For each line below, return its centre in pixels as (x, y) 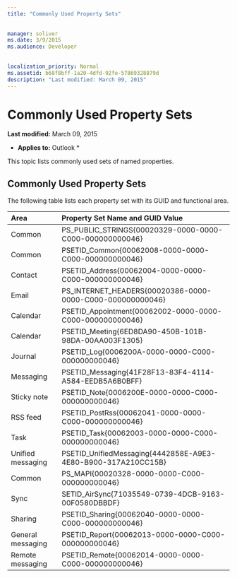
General (24, 535)
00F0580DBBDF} (91, 503)
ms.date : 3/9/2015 (34, 40)
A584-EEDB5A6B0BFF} (102, 381)
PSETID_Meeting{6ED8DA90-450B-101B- (135, 331)
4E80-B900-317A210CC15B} (114, 462)
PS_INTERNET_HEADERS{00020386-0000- (136, 291)
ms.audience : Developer (42, 47)
